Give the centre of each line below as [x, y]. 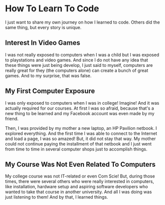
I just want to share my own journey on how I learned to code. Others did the [82, 22]
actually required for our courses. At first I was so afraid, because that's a [80, 108]
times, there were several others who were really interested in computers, [80, 181]
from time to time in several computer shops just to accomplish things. [76, 149]
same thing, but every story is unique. [43, 27]
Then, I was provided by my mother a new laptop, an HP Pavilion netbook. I [81, 128]
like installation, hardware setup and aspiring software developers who [77, 187]
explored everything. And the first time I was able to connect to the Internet [81, 133]
